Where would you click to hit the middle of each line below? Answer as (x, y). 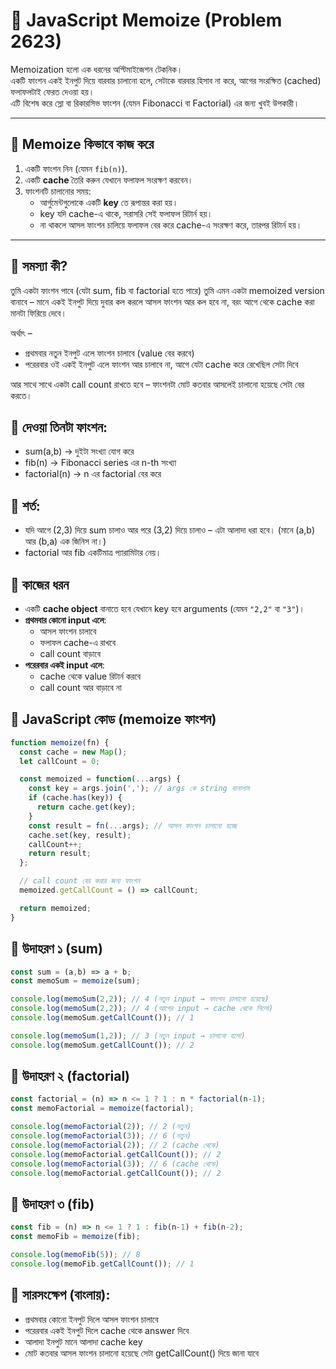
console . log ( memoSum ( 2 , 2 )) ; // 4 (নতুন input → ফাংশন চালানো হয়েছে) (140, 999)
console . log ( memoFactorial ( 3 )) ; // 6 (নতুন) (101, 1136)
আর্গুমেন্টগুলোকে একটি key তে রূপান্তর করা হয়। (109, 202)
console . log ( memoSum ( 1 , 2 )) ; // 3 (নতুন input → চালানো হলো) (128, 1035)
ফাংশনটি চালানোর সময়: (58, 191)
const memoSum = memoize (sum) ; (75, 981)
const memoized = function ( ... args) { (100, 779)
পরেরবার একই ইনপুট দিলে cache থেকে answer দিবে (107, 1330)
